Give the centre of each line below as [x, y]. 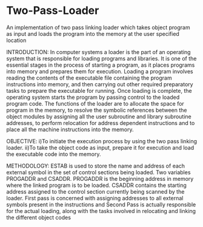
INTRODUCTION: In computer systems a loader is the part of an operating [98, 52]
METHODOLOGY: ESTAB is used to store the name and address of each [96, 166]
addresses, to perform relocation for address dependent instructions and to [101, 123]
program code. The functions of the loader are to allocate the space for [95, 103]
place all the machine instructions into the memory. [70, 129]
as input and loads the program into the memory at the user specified [93, 33]
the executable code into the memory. [54, 154]
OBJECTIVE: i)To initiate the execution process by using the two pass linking [102, 141]
